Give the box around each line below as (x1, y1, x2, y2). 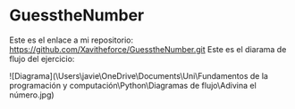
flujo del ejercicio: (9, 53, 75, 64)
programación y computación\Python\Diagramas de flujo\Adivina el (9, 80, 257, 90)
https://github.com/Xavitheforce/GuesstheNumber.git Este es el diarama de (9, 43, 287, 54)
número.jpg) (9, 90, 55, 100)
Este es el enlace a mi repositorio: (9, 35, 134, 45)
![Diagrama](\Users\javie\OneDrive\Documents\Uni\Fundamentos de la (9, 70, 268, 81)
